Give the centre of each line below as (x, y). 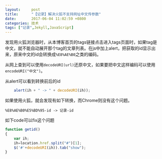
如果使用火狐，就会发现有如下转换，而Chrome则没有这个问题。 (69, 100)
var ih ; (21, 139)
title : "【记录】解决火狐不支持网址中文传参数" (53, 14)
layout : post (23, 10)
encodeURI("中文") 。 (25, 71)
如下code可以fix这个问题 (30, 120)
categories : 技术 (22, 23)
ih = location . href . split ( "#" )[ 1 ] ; (48, 143)
